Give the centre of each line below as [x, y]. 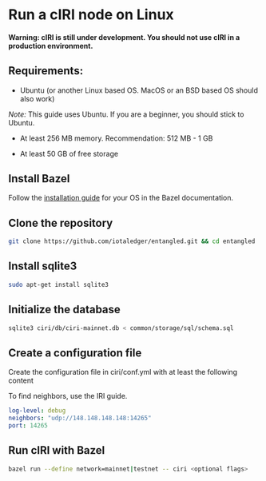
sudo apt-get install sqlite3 [59, 284]
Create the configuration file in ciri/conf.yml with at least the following [123, 372]
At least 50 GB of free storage [69, 153]
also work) [37, 98]
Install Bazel [39, 179]
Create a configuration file [75, 353]
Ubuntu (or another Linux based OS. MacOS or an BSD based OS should [139, 90]
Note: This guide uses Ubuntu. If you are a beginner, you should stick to [126, 114]
